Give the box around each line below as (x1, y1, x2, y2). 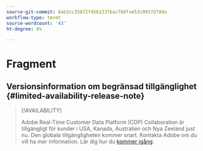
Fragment (6, 57, 57, 71)
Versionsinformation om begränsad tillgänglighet (6, 81, 197, 92)
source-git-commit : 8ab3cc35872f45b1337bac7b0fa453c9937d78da (6, 8, 167, 15)
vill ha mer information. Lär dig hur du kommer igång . (21, 138, 154, 146)
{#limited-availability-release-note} (6, 90, 145, 101)
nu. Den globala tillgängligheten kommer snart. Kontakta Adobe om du (21, 132, 198, 139)
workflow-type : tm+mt (6, 15, 61, 21)
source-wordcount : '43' (6, 20, 67, 26)
